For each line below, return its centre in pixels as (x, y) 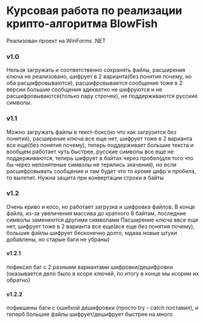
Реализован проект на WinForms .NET (56, 40)
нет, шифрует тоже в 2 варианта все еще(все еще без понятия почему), (101, 226)
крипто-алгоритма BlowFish (82, 24)
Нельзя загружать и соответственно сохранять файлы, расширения (96, 70)
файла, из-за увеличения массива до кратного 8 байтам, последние (96, 213)
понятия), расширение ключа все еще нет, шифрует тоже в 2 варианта (99, 138)
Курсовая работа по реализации (94, 11)
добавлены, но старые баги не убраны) (58, 239)
